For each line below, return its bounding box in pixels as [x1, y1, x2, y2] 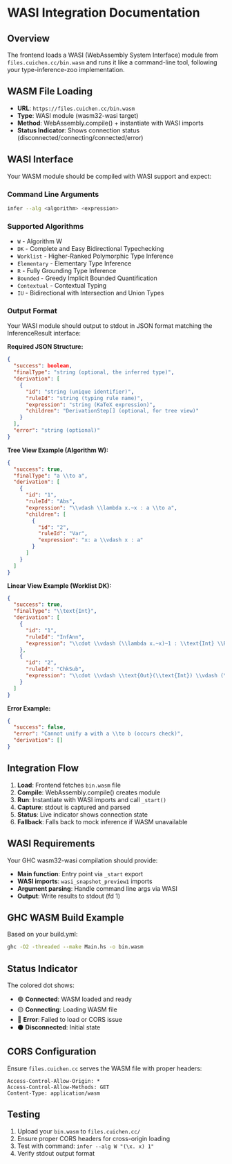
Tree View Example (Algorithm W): [7, 446, 109, 454]
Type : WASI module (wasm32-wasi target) [17, 111, 139, 119]
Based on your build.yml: [7, 930, 78, 939]
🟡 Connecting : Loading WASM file [17, 1005, 117, 1014]
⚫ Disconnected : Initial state [17, 1023, 101, 1032]
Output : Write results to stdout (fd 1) [17, 892, 121, 900]
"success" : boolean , [13, 363, 72, 370]
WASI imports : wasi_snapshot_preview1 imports [17, 877, 153, 885]
